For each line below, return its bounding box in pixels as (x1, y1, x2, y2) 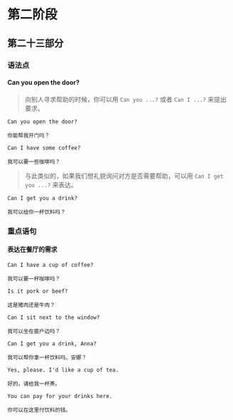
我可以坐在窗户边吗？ (7, 327, 60, 335)
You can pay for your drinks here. (7, 392, 113, 399)
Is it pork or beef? (7, 288, 69, 295)
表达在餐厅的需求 (7, 245, 58, 253)
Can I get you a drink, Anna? (7, 340, 97, 347)
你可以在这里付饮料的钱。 (7, 406, 71, 414)
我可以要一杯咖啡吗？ (7, 275, 60, 282)
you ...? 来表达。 (24, 180, 78, 189)
